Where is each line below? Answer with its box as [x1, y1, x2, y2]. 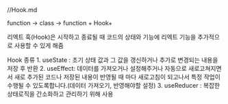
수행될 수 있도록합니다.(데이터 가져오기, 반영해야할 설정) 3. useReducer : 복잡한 [7, 82, 220, 89]
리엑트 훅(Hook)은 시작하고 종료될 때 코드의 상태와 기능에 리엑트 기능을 [7, 33, 197, 41]
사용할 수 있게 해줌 [14, 41, 64, 50]
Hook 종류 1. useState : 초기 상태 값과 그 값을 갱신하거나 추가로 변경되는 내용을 [7, 56, 218, 64]
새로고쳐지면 [188, 65, 222, 72]
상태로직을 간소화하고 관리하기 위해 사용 [7, 90, 114, 98]
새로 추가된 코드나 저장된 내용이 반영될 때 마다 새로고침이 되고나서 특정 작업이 [14, 73, 221, 81]
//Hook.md [7, 6, 38, 14]
